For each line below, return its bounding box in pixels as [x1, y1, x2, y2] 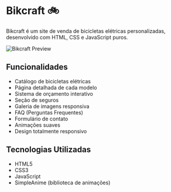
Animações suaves [14, 121, 60, 129]
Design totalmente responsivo [14, 127, 87, 134]
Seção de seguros [14, 96, 59, 103]
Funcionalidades [6, 62, 69, 72]
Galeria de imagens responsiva [14, 103, 90, 110]
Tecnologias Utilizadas [6, 144, 91, 155]
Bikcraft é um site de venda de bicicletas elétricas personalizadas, [6, 27, 166, 35]
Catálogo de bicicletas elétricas [14, 78, 91, 85]
